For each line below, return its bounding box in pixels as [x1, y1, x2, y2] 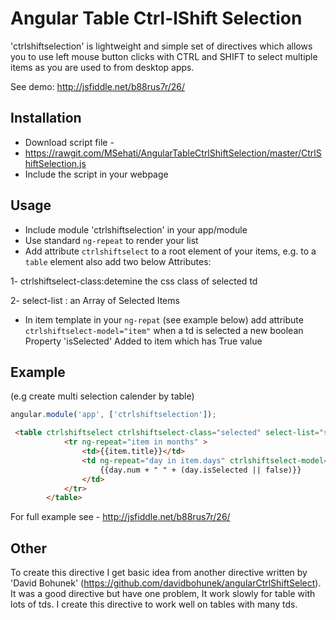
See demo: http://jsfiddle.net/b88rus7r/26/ [10, 80, 186, 92]
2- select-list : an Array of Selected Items [10, 294, 180, 306]
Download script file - [24, 136, 115, 148]
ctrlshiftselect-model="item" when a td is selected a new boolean [24, 324, 304, 336]
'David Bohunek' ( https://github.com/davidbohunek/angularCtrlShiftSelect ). [10, 577, 322, 589]
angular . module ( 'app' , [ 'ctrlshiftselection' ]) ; [10, 410, 217, 420]
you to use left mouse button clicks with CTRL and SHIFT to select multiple [10, 50, 318, 62]
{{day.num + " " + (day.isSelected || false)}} [99, 465, 302, 475]
